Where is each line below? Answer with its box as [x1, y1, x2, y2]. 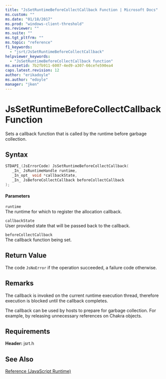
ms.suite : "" [5, 31, 33, 36]
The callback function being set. [5, 236, 72, 243]
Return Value [5, 251, 47, 260]
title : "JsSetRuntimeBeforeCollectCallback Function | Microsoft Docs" [5, 7, 158, 13]
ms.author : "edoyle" [5, 77, 49, 82]
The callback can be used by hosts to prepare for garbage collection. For [5, 307, 156, 313]
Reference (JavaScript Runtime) [5, 368, 71, 374]
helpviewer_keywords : [5, 54, 51, 59]
